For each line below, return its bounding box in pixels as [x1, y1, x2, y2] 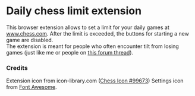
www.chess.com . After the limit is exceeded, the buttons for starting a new [6, 30, 189, 37]
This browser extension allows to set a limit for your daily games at [6, 24, 169, 31]
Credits [6, 63, 28, 72]
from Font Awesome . [6, 84, 58, 91]
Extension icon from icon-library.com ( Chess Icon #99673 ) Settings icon [6, 77, 184, 84]
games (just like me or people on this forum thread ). [6, 49, 134, 56]
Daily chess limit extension [6, 4, 141, 18]
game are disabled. [6, 36, 54, 43]
